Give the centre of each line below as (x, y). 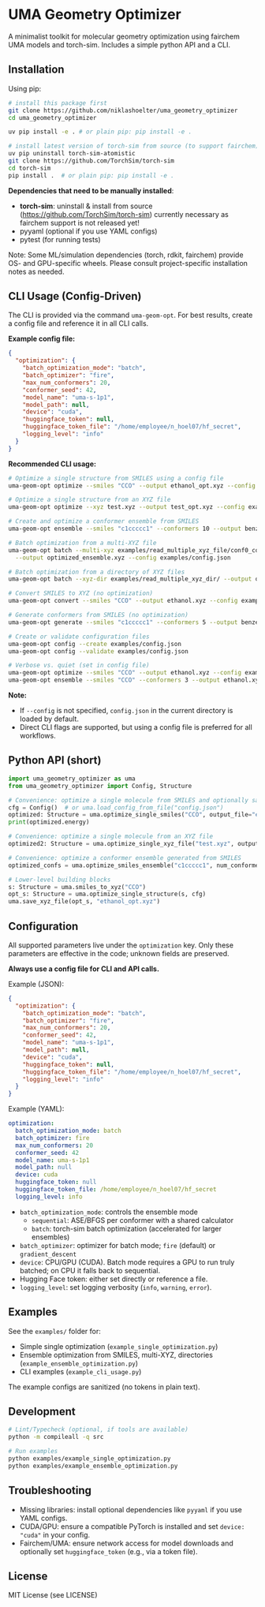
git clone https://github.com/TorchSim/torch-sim (91, 161)
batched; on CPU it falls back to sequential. (90, 1270)
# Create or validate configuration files (79, 637)
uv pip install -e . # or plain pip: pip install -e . (100, 132)
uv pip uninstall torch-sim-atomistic (72, 154)
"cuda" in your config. (55, 1534)
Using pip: (25, 88)
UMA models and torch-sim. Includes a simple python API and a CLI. (119, 44)
